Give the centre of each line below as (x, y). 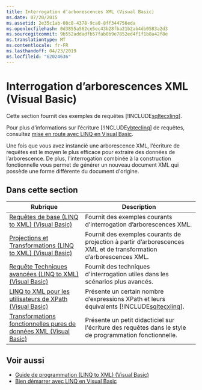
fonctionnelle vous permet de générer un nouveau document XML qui (93, 165)
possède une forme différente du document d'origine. (73, 171)
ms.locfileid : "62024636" (38, 57)
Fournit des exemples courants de (133, 234)
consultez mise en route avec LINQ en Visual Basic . (70, 134)
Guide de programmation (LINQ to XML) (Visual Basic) (82, 375)
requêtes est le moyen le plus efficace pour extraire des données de (91, 152)
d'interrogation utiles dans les (127, 274)
